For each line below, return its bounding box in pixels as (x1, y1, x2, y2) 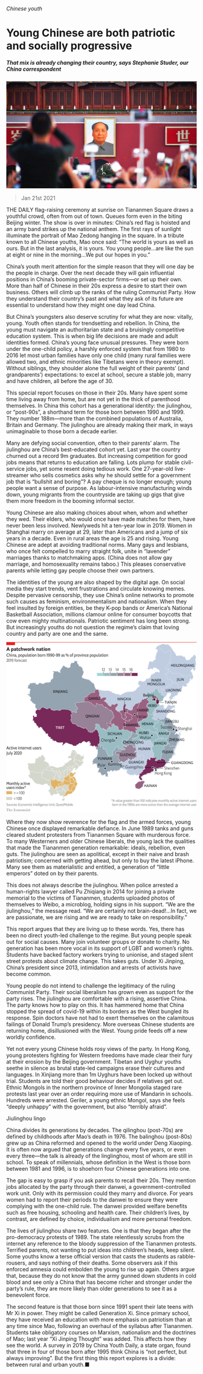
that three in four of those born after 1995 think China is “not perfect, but (6, 1348, 187, 1355)
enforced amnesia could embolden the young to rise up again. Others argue (6, 1265, 195, 1273)
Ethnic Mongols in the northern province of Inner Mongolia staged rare (6, 1084, 182, 1091)
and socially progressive (6, 39, 132, 53)
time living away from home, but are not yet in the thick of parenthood (6, 396, 180, 403)
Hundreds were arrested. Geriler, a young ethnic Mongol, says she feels (6, 1096, 185, 1104)
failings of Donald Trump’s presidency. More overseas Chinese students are (6, 1020, 195, 1028)
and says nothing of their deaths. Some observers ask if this (28, 1259, 178, 1266)
